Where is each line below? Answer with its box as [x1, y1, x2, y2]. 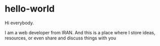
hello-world [5, 3, 55, 15]
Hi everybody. [5, 20, 34, 26]
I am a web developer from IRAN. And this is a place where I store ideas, [5, 29, 155, 35]
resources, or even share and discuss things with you [5, 35, 116, 41]
